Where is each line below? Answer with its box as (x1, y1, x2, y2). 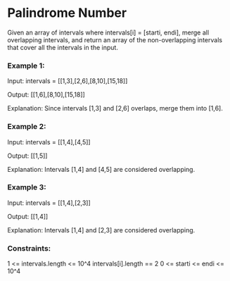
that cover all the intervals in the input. (7, 43, 118, 51)
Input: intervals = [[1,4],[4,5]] (7, 137, 91, 146)
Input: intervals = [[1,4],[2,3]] (7, 199, 91, 207)
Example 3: (7, 182, 47, 192)
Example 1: (7, 61, 45, 70)
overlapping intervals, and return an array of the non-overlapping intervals (7, 35, 223, 44)
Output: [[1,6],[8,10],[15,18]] (7, 90, 86, 99)
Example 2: (7, 122, 46, 132)
